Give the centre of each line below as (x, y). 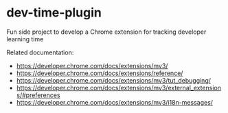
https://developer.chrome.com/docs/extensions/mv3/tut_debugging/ (113, 80)
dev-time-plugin (54, 13)
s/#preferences (38, 95)
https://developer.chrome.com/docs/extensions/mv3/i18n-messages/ (115, 102)
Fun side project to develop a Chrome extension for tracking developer (106, 32)
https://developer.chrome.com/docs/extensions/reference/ (100, 73)
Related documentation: (40, 52)
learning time (25, 39)
